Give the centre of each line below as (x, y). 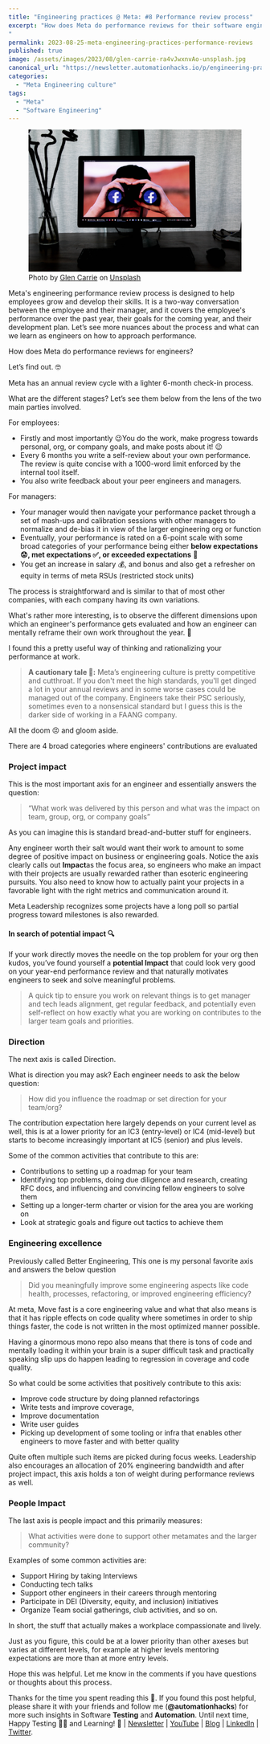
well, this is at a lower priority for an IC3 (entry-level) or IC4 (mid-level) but (132, 1132)
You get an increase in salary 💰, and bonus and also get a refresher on (137, 564)
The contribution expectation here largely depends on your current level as (133, 1123)
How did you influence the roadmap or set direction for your (127, 1099)
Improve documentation (59, 1415)
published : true (35, 51)
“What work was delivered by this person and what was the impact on (144, 808)
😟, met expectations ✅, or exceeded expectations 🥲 (109, 554)
